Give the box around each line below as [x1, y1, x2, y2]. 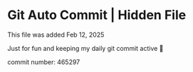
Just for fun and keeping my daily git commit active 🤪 [7, 44, 164, 52]
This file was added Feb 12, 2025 [7, 30, 105, 39]
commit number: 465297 [7, 57, 80, 66]
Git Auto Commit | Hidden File [7, 7, 187, 23]
